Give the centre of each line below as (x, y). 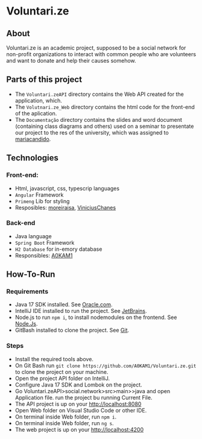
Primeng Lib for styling (42, 201)
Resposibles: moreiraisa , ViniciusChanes (65, 207)
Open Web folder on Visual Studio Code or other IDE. (81, 410)
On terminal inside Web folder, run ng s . (64, 423)
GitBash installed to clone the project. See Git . (72, 330)
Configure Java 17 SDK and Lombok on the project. (79, 385)
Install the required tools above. (54, 359)
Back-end (21, 223)
